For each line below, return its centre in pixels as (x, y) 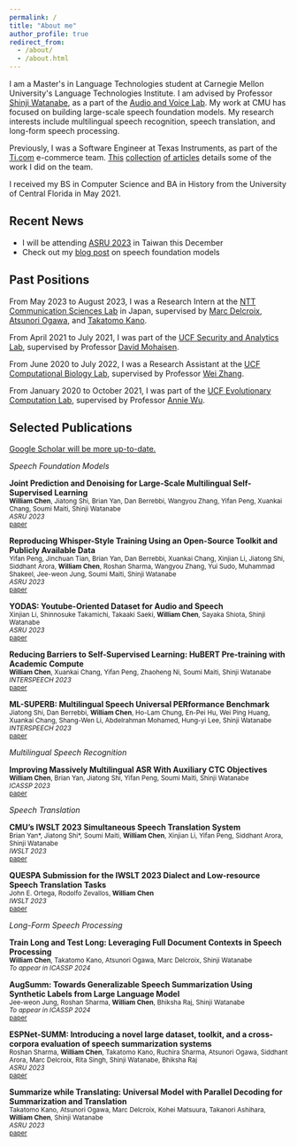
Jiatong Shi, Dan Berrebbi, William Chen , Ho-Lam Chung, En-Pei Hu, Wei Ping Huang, (140, 713)
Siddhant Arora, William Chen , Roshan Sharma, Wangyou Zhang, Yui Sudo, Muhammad (142, 567)
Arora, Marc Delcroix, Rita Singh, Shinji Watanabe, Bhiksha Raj (103, 1060)
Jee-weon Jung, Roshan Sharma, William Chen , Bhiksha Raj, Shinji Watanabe (127, 1002)
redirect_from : (37, 42)
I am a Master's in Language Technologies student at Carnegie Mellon (137, 84)
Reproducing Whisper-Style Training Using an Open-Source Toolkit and (144, 541)
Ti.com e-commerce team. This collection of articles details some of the (141, 157)
